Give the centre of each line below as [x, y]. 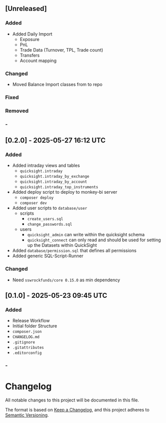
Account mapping [38, 61]
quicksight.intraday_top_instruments [59, 187]
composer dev [33, 203]
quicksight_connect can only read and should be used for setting [94, 240]
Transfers [30, 55]
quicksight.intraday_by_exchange [55, 177]
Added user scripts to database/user [50, 208]
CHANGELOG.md [26, 337]
